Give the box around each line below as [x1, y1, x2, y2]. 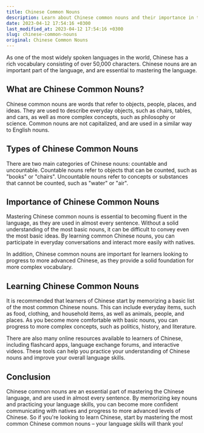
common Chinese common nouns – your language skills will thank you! [6, 420, 183, 428]
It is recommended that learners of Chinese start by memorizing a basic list [6, 297, 195, 304]
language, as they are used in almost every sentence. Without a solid [6, 219, 179, 227]
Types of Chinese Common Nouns [6, 144, 138, 154]
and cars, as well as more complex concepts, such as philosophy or [6, 113, 176, 120]
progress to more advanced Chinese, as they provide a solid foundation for [6, 257, 194, 264]
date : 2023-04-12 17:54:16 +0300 [6, 20, 91, 26]
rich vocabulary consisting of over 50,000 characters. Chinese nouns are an [6, 60, 197, 67]
